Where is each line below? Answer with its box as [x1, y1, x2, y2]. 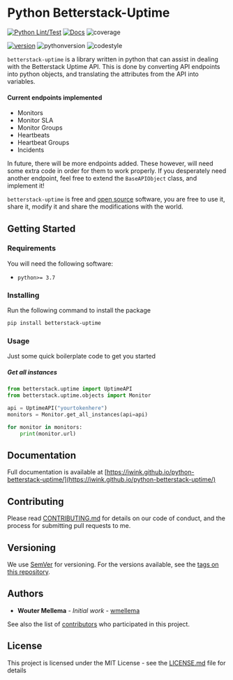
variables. [7, 77, 36, 85]
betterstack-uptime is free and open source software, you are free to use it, [7, 195, 225, 204]
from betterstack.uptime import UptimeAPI [7, 386, 133, 393]
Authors [7, 588, 44, 600]
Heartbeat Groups [17, 138, 70, 147]
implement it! [7, 181, 45, 190]
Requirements [7, 243, 57, 253]
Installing [7, 290, 40, 300]
